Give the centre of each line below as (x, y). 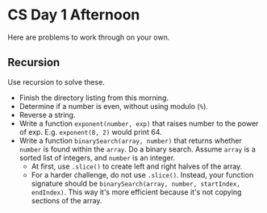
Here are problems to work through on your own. (89, 37)
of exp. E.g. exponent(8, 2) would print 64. (90, 132)
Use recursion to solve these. (56, 81)
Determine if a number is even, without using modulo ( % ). (114, 106)
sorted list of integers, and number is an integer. (97, 157)
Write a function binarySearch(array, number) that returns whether (131, 140)
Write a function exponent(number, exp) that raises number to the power (139, 123)
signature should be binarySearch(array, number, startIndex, (136, 183)
